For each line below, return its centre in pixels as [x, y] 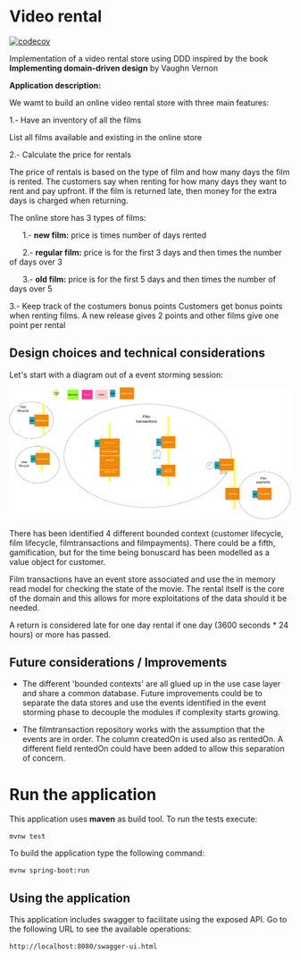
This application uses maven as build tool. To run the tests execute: [133, 819]
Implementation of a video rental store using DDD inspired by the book [139, 58]
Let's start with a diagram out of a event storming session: [116, 375]
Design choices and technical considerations [137, 354]
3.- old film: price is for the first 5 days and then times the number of [149, 279]
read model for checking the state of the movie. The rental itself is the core [147, 588]
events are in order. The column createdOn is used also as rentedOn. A [153, 739]
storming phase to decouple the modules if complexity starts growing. [151, 712]
